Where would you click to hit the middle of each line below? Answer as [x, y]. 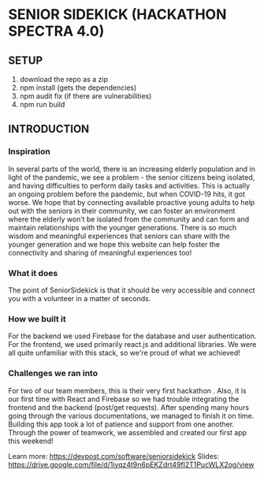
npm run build [42, 104]
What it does [33, 273]
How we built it [37, 319]
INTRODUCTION [49, 129]
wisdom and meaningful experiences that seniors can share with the [119, 236]
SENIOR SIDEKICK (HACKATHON [117, 15]
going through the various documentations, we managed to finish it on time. [131, 416]
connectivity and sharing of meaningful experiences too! [100, 252]
